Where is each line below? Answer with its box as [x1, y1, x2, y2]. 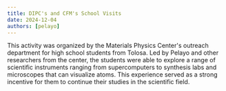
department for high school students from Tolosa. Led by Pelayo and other [7, 49, 219, 57]
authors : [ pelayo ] [7, 23, 60, 29]
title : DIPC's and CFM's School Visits [7, 10, 122, 17]
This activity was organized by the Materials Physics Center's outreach [7, 42, 209, 50]
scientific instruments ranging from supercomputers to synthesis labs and [7, 63, 217, 72]
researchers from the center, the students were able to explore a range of [7, 56, 216, 64]
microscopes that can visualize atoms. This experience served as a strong [7, 70, 218, 79]
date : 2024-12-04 [7, 16, 57, 23]
